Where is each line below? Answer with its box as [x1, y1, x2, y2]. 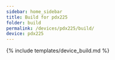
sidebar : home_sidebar [6, 8, 63, 15]
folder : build [6, 20, 42, 26]
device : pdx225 [6, 31, 44, 37]
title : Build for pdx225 [6, 14, 68, 20]
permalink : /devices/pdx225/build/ [6, 25, 95, 31]
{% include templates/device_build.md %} [6, 47, 110, 54]
